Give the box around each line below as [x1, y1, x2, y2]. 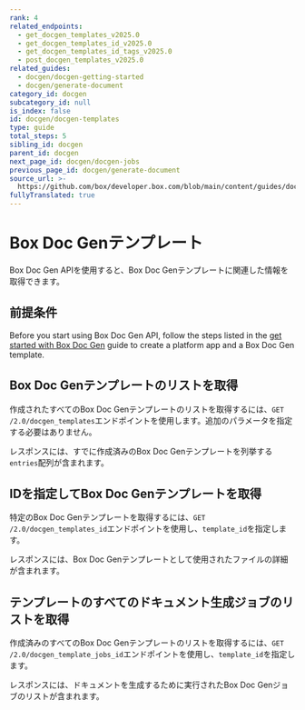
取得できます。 [9, 275, 65, 286]
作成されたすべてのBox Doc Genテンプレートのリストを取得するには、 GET [9, 404, 284, 415]
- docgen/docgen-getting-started [17, 73, 144, 82]
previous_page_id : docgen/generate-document [9, 165, 181, 175]
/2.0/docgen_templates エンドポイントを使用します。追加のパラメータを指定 [9, 415, 293, 425]
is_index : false [9, 106, 71, 115]
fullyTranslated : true [9, 191, 95, 200]
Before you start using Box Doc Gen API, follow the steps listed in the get [9, 329, 282, 341]
